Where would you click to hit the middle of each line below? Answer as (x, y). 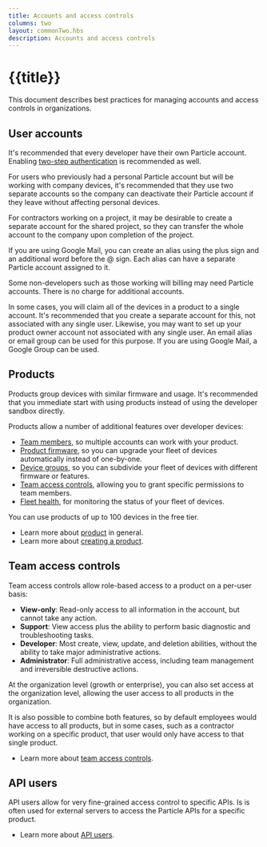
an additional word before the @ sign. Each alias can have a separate (122, 259)
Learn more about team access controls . (87, 758)
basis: (18, 594)
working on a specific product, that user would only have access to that (126, 734)
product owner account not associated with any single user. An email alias (130, 332)
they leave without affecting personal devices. (84, 202)
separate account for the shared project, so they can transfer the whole (126, 226)
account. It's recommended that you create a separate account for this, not (132, 315)
